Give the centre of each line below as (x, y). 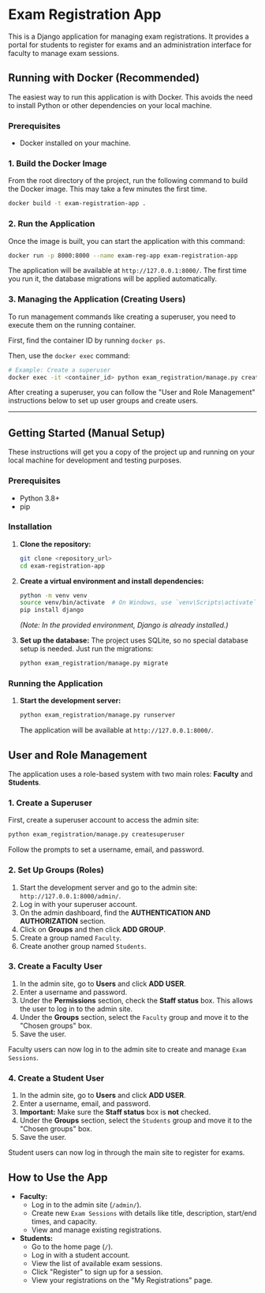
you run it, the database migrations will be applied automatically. (113, 279)
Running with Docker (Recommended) (104, 78)
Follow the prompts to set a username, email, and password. (106, 849)
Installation (30, 527)
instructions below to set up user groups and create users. (103, 401)
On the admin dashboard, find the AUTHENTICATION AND (115, 913)
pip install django (52, 610)
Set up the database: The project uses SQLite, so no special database (134, 640)
